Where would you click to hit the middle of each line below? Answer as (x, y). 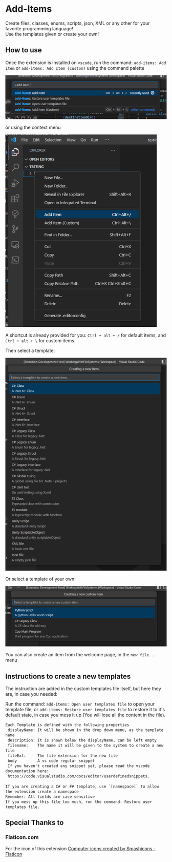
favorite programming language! (39, 28)
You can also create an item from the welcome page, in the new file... (81, 655)
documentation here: (27, 771)
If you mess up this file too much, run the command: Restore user (79, 802)
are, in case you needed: (31, 694)
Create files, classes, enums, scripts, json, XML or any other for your (78, 23)
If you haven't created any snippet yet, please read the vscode (79, 766)
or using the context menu (33, 127)
